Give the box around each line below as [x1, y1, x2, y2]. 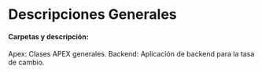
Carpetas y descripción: [8, 31, 89, 41]
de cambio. [8, 57, 45, 68]
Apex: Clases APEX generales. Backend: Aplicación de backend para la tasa [8, 49, 255, 59]
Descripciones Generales [8, 5, 177, 24]
